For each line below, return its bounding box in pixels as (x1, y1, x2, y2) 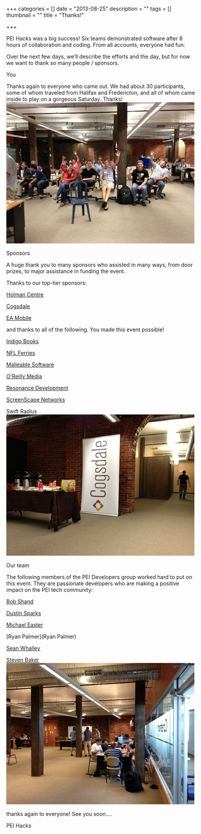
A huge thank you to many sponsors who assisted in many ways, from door (6, 262, 193, 268)
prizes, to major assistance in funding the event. (6, 268, 126, 275)
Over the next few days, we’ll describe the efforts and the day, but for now (6, 53, 191, 60)
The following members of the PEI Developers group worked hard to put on (6, 574, 193, 580)
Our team (6, 562, 30, 569)
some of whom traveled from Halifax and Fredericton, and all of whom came (6, 89, 196, 96)
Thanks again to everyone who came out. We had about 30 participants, (6, 83, 185, 90)
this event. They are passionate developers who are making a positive (6, 580, 179, 587)
